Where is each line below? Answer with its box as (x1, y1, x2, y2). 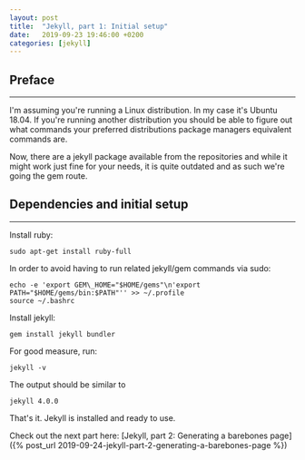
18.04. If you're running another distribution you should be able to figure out (9, 114, 293, 125)
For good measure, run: (9, 346, 98, 357)
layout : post (9, 13, 59, 23)
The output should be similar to (9, 378, 126, 390)
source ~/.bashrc (9, 296, 75, 305)
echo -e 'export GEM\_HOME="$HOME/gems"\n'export (9, 280, 202, 289)
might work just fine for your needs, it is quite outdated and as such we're (9, 161, 285, 172)
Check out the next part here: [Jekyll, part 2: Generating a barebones (9, 430, 269, 441)
